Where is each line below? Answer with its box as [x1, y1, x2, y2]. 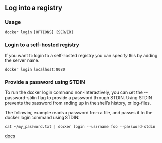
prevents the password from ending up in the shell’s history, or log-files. [5, 100, 151, 106]
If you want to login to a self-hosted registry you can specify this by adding [5, 52, 158, 58]
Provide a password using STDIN [5, 78, 85, 85]
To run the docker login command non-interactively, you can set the [5, 89, 143, 95]
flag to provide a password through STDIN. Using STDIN [38, 95, 152, 101]
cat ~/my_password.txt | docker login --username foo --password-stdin [5, 124, 155, 129]
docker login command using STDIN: [5, 115, 80, 121]
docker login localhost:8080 [5, 67, 65, 72]
